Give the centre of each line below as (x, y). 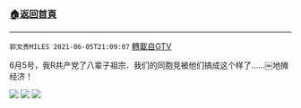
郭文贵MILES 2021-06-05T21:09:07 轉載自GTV (90, 46)
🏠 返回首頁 (33, 13)
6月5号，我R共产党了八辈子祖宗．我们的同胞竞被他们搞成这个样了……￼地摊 (149, 65)
